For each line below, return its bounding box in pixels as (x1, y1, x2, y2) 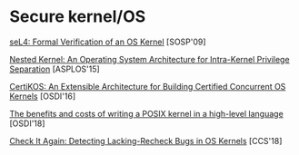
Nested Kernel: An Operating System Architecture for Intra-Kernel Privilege (9, 53, 290, 64)
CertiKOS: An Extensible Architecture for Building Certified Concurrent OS (9, 81, 286, 92)
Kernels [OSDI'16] (9, 91, 75, 102)
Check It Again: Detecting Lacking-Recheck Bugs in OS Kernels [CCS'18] (9, 135, 283, 146)
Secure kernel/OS (9, 6, 146, 27)
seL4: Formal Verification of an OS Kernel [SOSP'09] (9, 36, 206, 47)
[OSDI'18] (9, 118, 45, 129)
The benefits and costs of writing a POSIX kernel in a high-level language (9, 108, 284, 119)
